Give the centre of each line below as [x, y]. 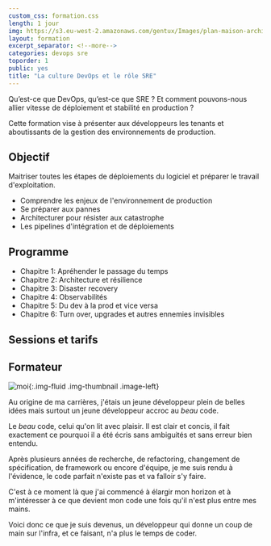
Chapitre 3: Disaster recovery [69, 288]
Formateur [35, 367]
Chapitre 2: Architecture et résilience [81, 280]
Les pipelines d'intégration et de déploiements [97, 226]
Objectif [29, 157]
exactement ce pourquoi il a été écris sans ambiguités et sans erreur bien [130, 435]
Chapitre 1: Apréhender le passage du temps [94, 271]
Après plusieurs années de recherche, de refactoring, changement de [124, 459]
